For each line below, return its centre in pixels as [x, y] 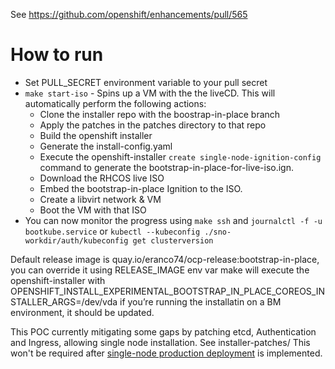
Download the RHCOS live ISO [102, 178]
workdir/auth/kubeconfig [76, 240]
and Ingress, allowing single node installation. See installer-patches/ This [160, 342]
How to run [57, 55]
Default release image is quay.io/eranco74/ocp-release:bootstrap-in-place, [165, 259]
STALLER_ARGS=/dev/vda [64, 301]
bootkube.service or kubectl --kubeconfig [112, 231]
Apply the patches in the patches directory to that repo [153, 125]
